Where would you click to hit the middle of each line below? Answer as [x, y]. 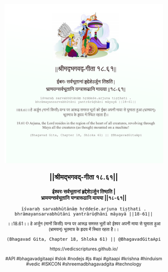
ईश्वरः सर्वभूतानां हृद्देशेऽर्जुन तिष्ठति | [84, 192]
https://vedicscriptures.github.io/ [84, 249]
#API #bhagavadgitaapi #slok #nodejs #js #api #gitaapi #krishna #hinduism [84, 258]
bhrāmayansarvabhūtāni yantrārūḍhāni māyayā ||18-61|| [84, 214]
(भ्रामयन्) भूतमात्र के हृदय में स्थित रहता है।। [84, 229]
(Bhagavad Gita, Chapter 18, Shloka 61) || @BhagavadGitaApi [84, 239]
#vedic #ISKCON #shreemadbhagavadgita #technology [84, 264]
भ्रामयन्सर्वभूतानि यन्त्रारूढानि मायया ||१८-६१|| [84, 198]
